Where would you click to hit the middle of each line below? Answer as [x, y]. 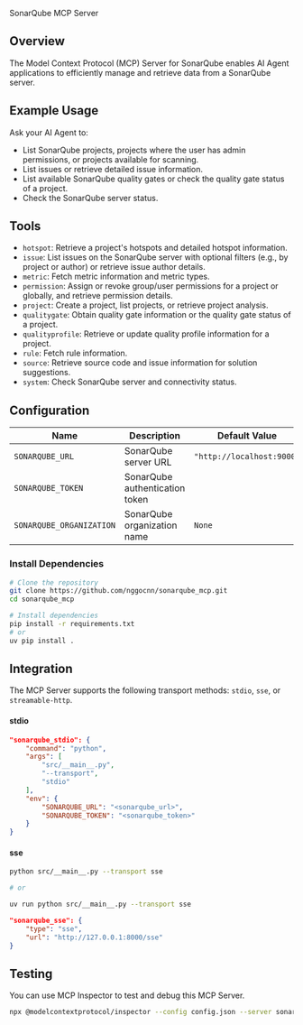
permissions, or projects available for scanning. [110, 159]
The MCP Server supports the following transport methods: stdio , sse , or [145, 690]
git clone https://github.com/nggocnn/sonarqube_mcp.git [119, 591]
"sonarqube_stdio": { [50, 740]
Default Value [248, 436]
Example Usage [54, 111]
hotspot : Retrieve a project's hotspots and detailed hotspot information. [155, 248]
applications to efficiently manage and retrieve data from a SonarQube [140, 72]
